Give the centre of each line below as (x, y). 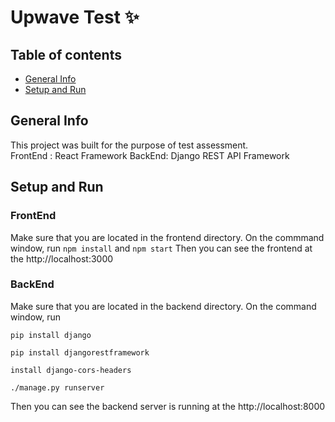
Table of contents (66, 54)
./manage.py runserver (57, 387)
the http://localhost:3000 (62, 258)
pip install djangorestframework (80, 352)
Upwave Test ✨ (75, 17)
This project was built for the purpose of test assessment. (129, 145)
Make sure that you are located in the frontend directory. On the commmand (167, 237)
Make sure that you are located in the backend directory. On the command (163, 306)
